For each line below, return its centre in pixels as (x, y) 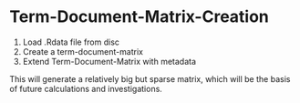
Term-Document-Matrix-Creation (139, 17)
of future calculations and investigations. (86, 88)
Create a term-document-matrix (83, 51)
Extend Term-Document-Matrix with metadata (109, 61)
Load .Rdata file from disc (71, 42)
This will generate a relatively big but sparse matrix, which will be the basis (150, 78)
